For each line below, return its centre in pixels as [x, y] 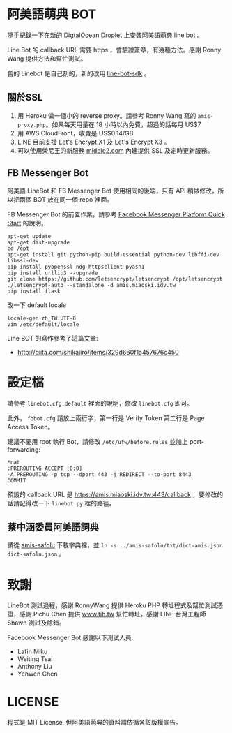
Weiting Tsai [35, 659]
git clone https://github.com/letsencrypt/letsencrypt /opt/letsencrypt [115, 279]
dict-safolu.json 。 [36, 554]
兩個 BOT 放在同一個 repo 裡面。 [66, 199]
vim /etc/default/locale [43, 324]
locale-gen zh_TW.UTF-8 [42, 318]
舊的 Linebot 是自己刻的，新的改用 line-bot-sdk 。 [79, 73]
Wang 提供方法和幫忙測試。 [47, 58]
